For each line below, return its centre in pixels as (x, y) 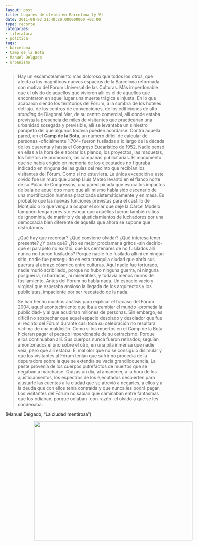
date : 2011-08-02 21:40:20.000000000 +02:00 (53, 19)
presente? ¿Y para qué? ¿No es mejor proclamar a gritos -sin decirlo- (90, 243)
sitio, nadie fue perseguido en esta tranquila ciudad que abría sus (86, 260)
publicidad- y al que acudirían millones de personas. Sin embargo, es (90, 312)
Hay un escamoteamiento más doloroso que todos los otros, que (85, 76)
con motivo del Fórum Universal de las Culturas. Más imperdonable (88, 88)
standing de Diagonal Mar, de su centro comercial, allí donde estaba (89, 114)
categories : (18, 29)
